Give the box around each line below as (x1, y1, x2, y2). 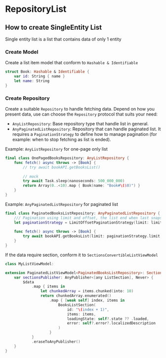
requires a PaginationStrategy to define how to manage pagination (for (12, 131, 157, 137)
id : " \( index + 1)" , (67, 307, 110, 312)
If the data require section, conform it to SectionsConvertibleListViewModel (5, 252, 158, 258)
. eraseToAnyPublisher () (31, 339, 81, 344)
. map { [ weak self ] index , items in (49, 298, 125, 303)
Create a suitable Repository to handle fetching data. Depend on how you (5, 106, 155, 112)
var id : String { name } (14, 74, 65, 79)
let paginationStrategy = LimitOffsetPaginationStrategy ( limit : (14, 220, 149, 225)
